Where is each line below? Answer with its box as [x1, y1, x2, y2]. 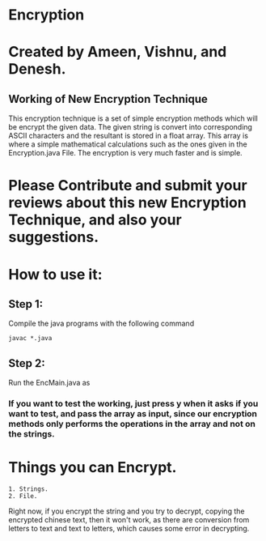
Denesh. [8, 60, 66, 79]
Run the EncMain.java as [8, 378, 91, 388]
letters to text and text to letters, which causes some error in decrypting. [8, 524, 250, 534]
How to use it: [8, 265, 103, 283]
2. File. [8, 492, 38, 501]
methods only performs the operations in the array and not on [8, 419, 256, 430]
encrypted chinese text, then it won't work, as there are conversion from [8, 515, 250, 525]
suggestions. [8, 228, 99, 246]
